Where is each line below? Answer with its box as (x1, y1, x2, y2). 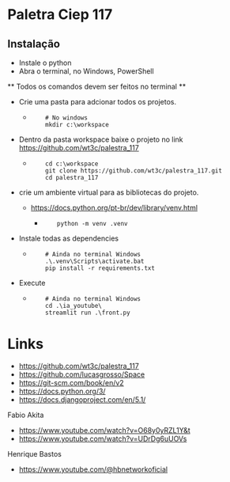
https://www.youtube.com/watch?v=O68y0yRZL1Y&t (18, 425, 190, 435)
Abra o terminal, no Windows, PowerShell (18, 66, 155, 76)
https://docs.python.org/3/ (18, 386, 106, 396)
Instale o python (18, 58, 72, 67)
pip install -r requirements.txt (45, 264, 156, 272)
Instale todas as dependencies (18, 233, 119, 243)
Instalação (7, 37, 61, 51)
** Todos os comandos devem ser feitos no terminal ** (7, 82, 187, 91)
